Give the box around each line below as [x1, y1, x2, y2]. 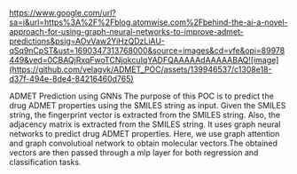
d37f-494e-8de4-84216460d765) [9, 74, 135, 83]
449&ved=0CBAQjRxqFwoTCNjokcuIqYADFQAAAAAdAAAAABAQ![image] [9, 55, 279, 65]
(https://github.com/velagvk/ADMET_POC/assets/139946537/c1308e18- [9, 64, 272, 75]
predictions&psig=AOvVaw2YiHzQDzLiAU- [9, 36, 166, 46]
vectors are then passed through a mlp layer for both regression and [9, 147, 259, 158]
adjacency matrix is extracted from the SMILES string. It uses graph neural [9, 119, 281, 130]
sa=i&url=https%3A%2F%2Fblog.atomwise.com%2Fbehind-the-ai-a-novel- [9, 17, 288, 28]
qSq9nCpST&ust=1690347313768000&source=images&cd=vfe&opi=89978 [9, 45, 285, 56]
